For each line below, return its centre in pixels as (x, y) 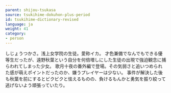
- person (15, 39)
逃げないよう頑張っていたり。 (36, 85)
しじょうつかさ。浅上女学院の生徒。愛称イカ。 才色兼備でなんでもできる (82, 53)
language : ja (19, 24)
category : (16, 34)
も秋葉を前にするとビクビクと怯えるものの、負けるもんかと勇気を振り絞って (86, 79)
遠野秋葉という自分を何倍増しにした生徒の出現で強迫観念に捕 (101, 59)
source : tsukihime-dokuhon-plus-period (48, 15)
